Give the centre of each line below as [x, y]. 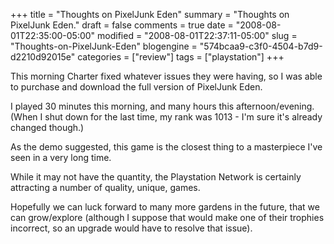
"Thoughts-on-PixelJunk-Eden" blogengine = [104, 46]
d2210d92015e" [43, 57]
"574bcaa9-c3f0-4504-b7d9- [261, 46]
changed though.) [47, 127]
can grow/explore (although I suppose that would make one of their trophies [167, 217]
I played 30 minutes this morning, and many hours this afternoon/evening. [162, 106]
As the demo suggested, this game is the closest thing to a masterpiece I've [166, 147]
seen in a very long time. [61, 157]
